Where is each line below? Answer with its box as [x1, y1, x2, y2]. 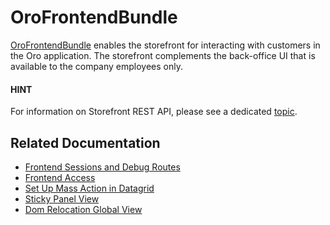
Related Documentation [10, 134, 161, 151]
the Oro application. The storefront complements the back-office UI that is [10, 49, 316, 61]
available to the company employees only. [10, 60, 184, 72]
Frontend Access [24, 171, 96, 183]
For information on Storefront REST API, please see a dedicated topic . [10, 106, 298, 118]
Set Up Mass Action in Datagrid [24, 182, 155, 194]
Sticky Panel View [24, 192, 100, 205]
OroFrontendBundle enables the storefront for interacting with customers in [10, 39, 321, 51]
